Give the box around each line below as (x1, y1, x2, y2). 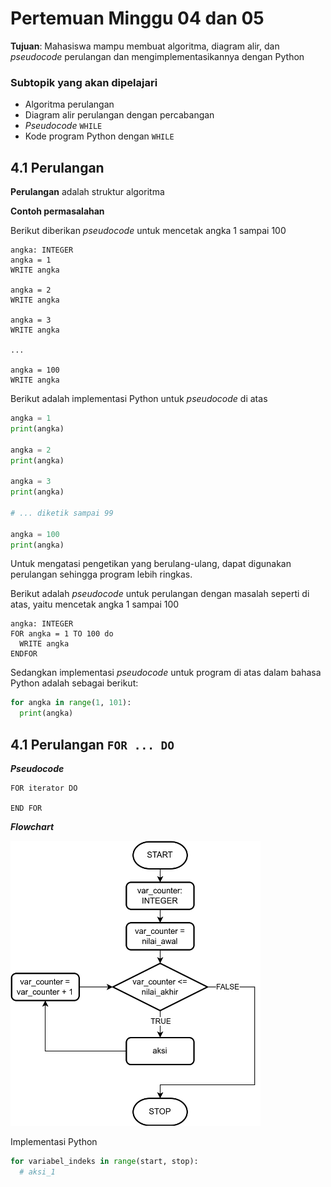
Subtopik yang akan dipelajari (10, 75, 158, 89)
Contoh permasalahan (10, 205, 105, 217)
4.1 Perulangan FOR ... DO (10, 736, 175, 753)
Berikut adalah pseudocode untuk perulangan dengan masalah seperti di (10, 588, 310, 600)
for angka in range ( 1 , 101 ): (10, 698, 132, 708)
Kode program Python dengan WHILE (24, 130, 175, 142)
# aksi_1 (19, 1167, 56, 1177)
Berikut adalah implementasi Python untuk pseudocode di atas (10, 393, 268, 405)
